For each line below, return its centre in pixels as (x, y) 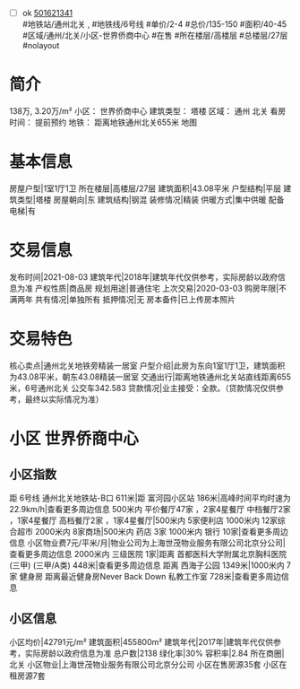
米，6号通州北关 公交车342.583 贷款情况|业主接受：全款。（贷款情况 (135, 388)
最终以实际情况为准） (64, 399)
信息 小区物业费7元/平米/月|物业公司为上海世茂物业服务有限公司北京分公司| (148, 543)
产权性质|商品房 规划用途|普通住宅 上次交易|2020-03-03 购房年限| (157, 288)
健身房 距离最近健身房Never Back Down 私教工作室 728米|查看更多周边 (150, 576)
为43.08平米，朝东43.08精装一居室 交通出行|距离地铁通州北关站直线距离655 (150, 377)
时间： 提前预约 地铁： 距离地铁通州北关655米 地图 (103, 122)
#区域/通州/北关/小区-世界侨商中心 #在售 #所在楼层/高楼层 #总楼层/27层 (155, 36)
